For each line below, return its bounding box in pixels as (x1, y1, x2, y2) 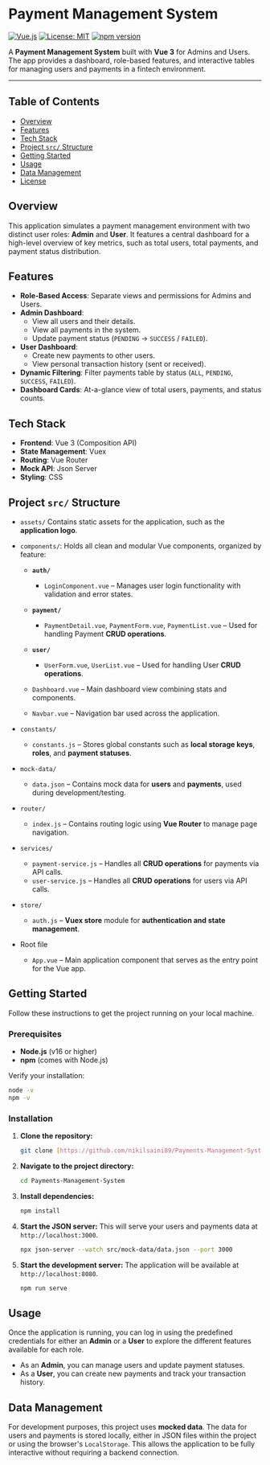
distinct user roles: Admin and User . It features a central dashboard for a (8, 229, 250, 239)
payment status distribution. (8, 246, 101, 256)
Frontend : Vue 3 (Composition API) (19, 438, 137, 448)
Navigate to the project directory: (19, 1161, 134, 1171)
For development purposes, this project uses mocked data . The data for (8, 1422, 247, 1432)
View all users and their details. (31, 317, 136, 326)
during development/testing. (31, 788, 126, 797)
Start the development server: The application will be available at (19, 1260, 239, 1270)
